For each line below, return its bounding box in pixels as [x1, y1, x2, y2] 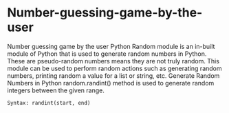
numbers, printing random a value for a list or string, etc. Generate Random [7, 71, 220, 80]
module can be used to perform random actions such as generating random [7, 64, 222, 72]
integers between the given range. [7, 86, 105, 94]
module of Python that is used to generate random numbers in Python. [7, 50, 207, 58]
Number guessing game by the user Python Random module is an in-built [7, 42, 215, 50]
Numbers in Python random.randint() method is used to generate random [7, 79, 215, 87]
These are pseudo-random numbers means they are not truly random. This [7, 56, 220, 65]
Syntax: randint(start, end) [7, 99, 91, 106]
